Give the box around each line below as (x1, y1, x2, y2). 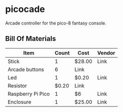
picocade (5, 3, 45, 15)
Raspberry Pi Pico (8, 90, 50, 97)
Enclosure (8, 98, 32, 105)
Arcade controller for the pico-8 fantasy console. (5, 20, 106, 26)
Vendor (97, 49, 115, 56)
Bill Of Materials (5, 34, 56, 43)
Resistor (8, 82, 27, 89)
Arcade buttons (8, 66, 44, 73)
